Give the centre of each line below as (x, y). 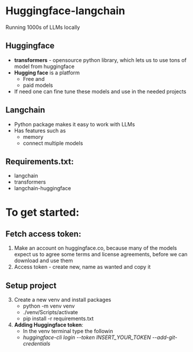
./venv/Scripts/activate (50, 312)
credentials (37, 344)
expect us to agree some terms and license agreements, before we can (101, 255)
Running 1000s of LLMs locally (43, 27)
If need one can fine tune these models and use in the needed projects (100, 91)
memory (33, 136)
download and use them (43, 260)
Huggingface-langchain (65, 11)
